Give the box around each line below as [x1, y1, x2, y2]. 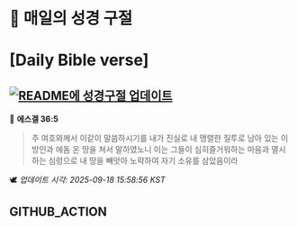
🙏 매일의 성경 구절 [9, 8, 133, 29]
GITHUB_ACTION [9, 204, 108, 219]
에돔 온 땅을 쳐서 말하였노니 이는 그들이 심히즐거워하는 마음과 [55, 144, 270, 155]
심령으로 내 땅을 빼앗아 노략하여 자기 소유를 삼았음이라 [48, 155, 238, 167]
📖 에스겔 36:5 [9, 113, 58, 124]
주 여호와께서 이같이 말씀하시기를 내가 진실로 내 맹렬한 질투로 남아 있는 [31, 132, 279, 144]
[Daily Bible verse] [9, 50, 149, 70]
